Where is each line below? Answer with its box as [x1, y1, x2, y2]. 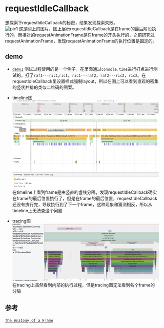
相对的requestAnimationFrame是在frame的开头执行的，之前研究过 [21, 32, 155, 38]
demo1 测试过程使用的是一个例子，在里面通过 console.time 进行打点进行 [12, 66, 154, 72]
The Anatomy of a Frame [5, 318, 54, 323]
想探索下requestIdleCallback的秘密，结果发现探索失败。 [5, 20, 118, 25]
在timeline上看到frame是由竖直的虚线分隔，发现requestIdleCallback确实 [12, 189, 157, 195]
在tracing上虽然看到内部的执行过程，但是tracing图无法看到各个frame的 [12, 282, 155, 288]
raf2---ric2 [100, 73, 124, 78]
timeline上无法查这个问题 [12, 208, 62, 214]
